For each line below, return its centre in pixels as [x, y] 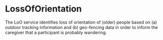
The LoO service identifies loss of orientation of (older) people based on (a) [81, 22]
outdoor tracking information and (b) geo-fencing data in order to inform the [81, 27]
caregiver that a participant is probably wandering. [56, 32]
